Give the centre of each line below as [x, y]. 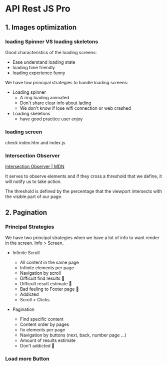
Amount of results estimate [48, 340]
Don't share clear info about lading [55, 103]
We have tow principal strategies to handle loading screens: [67, 82]
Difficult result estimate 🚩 [46, 284]
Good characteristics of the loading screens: [51, 52]
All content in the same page [49, 262]
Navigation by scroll [40, 273]
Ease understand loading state [44, 62]
